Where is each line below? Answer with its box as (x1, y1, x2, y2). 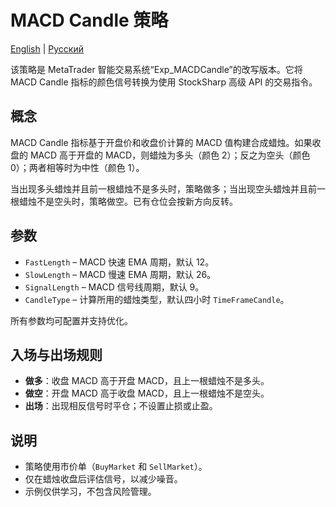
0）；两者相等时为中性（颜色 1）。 (10, 161, 145, 173)
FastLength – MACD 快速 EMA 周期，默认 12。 (24, 256, 215, 268)
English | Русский (10, 42, 84, 55)
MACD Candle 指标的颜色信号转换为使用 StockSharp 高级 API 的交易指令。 (10, 76, 318, 88)
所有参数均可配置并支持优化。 (10, 314, 133, 326)
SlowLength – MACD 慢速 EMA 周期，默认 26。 (24, 268, 217, 280)
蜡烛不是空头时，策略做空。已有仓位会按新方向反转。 (18, 195, 238, 207)
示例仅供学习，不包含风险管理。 (24, 486, 157, 498)
